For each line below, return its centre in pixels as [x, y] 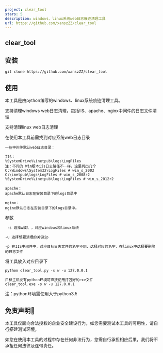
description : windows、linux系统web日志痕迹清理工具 [55, 18]
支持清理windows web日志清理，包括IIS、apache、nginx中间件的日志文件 [79, 111]
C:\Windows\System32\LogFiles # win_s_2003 [50, 171]
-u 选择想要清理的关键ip [27, 237]
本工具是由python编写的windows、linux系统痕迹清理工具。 [64, 100]
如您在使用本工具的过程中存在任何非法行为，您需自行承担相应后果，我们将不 [81, 339]
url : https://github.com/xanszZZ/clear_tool [51, 23]
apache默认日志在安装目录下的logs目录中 [41, 194]
